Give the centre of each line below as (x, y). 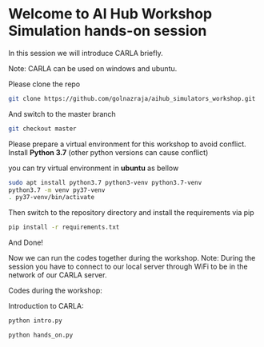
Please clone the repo (44, 84)
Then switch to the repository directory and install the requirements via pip (131, 213)
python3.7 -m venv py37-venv (57, 190)
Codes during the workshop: (55, 291)
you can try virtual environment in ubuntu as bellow (94, 168)
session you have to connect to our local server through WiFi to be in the (128, 267)
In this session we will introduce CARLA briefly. (86, 53)
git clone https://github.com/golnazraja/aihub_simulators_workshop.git (132, 98)
